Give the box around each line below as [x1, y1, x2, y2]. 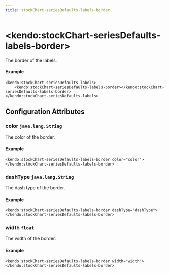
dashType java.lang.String [5, 173, 74, 180]
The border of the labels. [5, 57, 57, 63]
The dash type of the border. [5, 184, 65, 191]
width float [5, 224, 35, 231]
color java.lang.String [5, 123, 62, 130]
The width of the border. [5, 235, 56, 242]
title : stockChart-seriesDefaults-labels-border [5, 7, 110, 13]
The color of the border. [5, 134, 55, 140]
